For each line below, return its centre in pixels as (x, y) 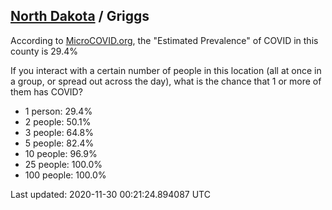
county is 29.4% (44, 51)
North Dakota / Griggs (80, 16)
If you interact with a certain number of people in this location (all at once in (166, 70)
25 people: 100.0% (63, 164)
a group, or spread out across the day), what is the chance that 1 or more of (166, 81)
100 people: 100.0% (65, 175)
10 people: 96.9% (61, 153)
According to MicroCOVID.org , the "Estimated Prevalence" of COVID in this (164, 40)
